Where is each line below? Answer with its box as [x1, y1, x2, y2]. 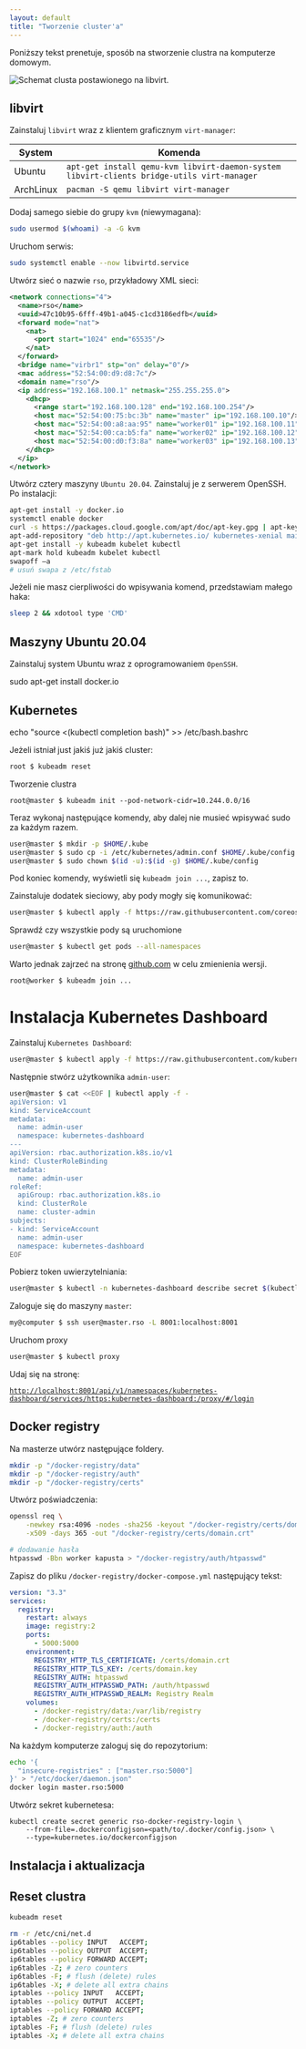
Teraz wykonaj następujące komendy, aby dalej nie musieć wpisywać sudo [9, 812, 291, 823]
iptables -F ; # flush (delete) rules [9, 2023, 153, 2032]
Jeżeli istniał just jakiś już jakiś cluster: [9, 744, 153, 755]
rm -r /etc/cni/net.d [9, 1930, 92, 1939]
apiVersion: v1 [9, 1097, 67, 1107]
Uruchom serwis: [9, 241, 75, 252]
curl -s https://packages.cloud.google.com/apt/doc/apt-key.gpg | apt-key [9, 523, 300, 532]
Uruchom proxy [9, 1334, 68, 1345]
